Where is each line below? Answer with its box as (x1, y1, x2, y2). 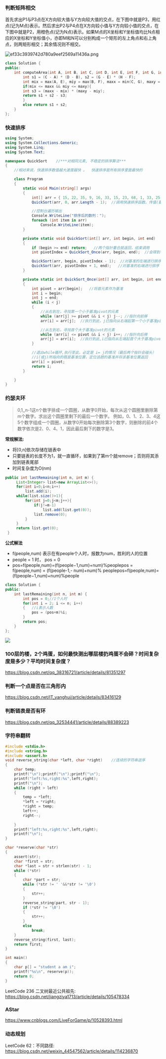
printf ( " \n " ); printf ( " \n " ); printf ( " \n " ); (14, 772, 101, 777)
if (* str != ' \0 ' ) (23, 905, 61, 910)
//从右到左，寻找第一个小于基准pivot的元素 (40, 309, 119, 314)
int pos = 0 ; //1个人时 (23, 596, 68, 601)
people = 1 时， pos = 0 (12, 557, 61, 563)
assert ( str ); (14, 854, 41, 859)
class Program (14, 177, 43, 182)
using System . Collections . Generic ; (5, 140, 79, 145)
